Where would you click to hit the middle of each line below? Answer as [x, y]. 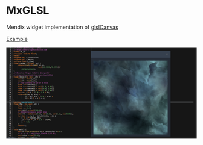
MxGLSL [28, 11]
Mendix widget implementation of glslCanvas [63, 27]
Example [17, 39]
